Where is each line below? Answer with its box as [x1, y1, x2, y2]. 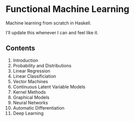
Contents [5, 44, 35, 53]
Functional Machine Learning [5, 3, 129, 15]
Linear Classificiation [12, 73, 56, 79]
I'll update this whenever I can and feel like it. [5, 29, 99, 35]
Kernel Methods [12, 89, 46, 95]
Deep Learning [12, 110, 44, 116]
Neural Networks [12, 100, 48, 106]
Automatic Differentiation [12, 105, 64, 111]
